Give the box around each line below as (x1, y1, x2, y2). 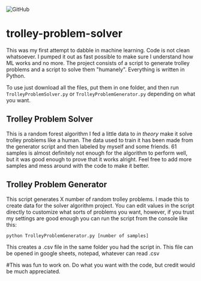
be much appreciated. (6, 268, 61, 275)
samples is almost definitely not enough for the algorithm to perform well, (6, 149, 188, 156)
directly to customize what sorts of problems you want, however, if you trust (6, 208, 194, 215)
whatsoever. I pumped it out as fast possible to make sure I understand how (6, 53, 194, 60)
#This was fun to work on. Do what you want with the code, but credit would (6, 261, 195, 268)
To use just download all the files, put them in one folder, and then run (6, 84, 179, 91)
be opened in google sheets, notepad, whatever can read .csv (6, 250, 160, 257)
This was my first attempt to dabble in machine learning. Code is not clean (6, 46, 190, 54)
